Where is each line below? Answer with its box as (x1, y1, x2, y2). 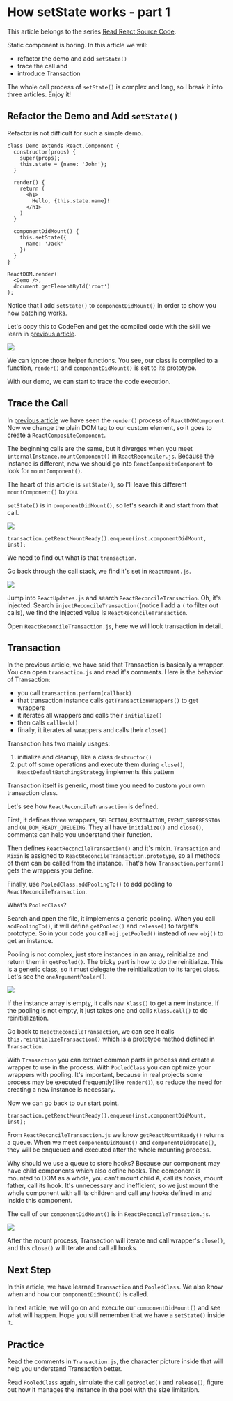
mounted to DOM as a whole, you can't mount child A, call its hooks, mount (7, 1174, 223, 1183)
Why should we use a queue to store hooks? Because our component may (7, 1159, 220, 1168)
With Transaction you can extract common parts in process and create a (7, 1055, 216, 1065)
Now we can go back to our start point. (7, 1099, 120, 1107)
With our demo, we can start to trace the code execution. (7, 377, 171, 385)
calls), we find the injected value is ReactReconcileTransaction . (7, 608, 188, 616)
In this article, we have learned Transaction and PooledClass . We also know (7, 1282, 223, 1291)
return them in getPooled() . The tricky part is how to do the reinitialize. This (7, 958, 223, 966)
